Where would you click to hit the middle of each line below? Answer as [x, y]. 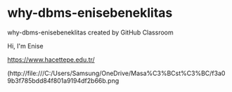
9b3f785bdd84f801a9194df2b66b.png [63, 80]
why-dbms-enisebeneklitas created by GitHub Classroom [90, 32]
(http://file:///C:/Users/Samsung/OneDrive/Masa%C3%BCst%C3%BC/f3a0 [116, 73]
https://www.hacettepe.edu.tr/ [51, 59]
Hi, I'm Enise [25, 46]
